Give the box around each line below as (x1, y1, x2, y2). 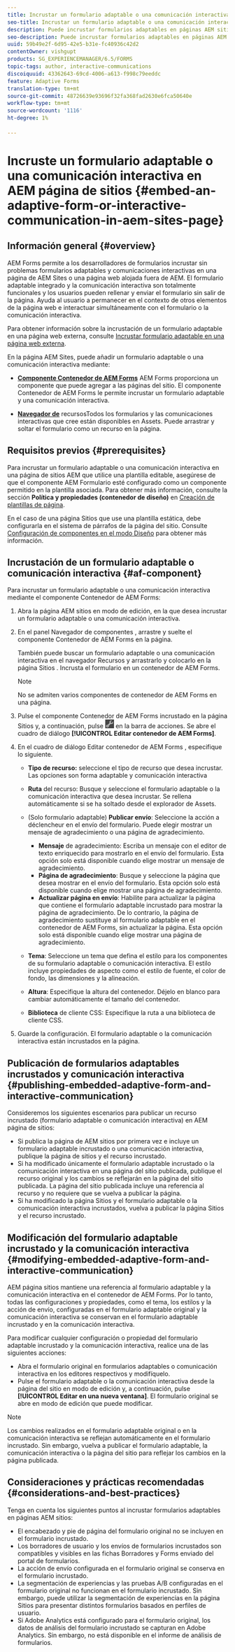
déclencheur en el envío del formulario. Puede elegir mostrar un (27, 820, 212, 829)
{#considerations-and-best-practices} (7, 1487, 180, 1500)
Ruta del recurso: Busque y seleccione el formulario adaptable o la (27, 785, 220, 793)
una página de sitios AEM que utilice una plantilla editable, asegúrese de (7, 471, 216, 479)
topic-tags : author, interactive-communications (7, 63, 152, 70)
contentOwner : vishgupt (7, 48, 77, 55)
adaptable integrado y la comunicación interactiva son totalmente (7, 280, 196, 290)
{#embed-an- (134, 183, 217, 199)
